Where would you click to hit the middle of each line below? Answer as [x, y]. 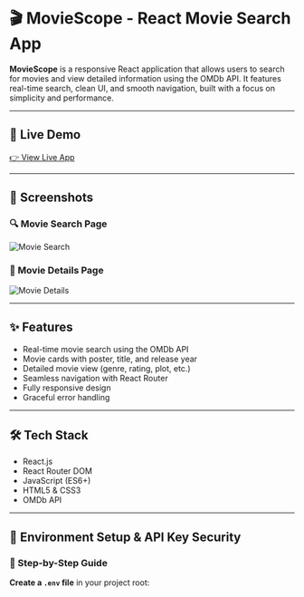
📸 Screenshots [52, 198]
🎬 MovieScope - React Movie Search [150, 19]
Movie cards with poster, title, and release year [109, 359]
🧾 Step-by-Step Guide [59, 563]
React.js [38, 462]
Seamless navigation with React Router [95, 378]
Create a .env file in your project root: [80, 583]
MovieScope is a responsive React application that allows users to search [147, 69]
